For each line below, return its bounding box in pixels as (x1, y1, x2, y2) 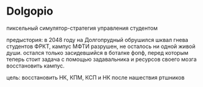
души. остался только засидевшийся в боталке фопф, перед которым (6, 49, 188, 56)
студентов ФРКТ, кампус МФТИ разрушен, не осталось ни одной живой (6, 43, 196, 50)
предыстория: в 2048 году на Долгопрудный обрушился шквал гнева (6, 36, 188, 43)
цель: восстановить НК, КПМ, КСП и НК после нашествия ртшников (6, 74, 185, 81)
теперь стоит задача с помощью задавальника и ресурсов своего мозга (6, 55, 197, 63)
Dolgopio (6, 4, 54, 18)
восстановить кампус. (6, 62, 65, 69)
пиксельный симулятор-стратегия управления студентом (6, 24, 158, 32)
